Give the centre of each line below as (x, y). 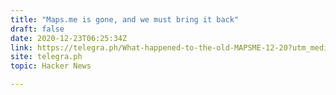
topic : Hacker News (51, 66)
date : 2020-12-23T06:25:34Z (69, 38)
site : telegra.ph (46, 57)
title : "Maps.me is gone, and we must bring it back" (125, 19)
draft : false (37, 29)
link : (21, 47)
